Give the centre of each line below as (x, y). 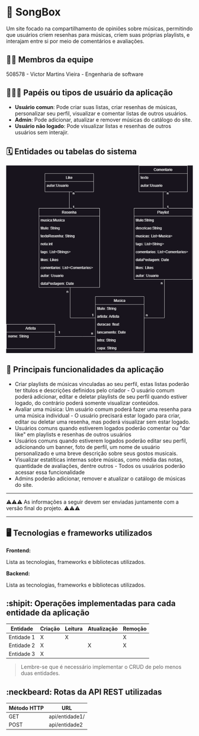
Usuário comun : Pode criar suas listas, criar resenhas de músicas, (96, 107)
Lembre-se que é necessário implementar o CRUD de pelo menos (101, 667)
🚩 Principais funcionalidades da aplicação (85, 370)
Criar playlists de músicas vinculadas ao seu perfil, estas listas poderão (102, 384)
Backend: (18, 573)
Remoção (135, 629)
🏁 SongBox (33, 12)
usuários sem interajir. (42, 132)
